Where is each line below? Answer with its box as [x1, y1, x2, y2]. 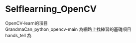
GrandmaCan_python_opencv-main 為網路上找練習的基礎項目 [5, 26, 132, 32]
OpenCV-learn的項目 [5, 20, 48, 26]
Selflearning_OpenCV [5, 3, 97, 15]
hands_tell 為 [5, 32, 32, 38]
